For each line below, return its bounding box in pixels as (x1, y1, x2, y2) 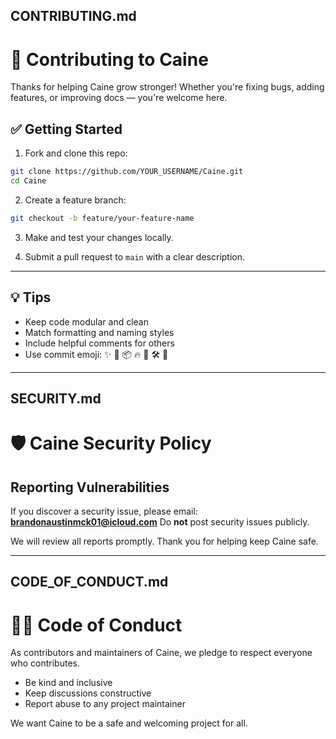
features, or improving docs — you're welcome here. (10, 92, 228, 104)
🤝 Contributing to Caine (10, 48, 209, 71)
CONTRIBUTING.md (10, 8, 137, 25)
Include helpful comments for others (24, 337, 175, 349)
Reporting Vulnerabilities (10, 479, 170, 496)
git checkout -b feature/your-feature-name (10, 213, 195, 223)
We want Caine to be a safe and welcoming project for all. (10, 717, 248, 729)
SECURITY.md (10, 390, 102, 407)
